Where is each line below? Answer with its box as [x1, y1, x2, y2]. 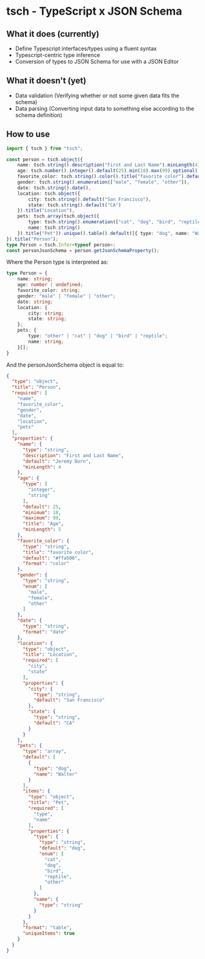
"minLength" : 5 [22, 526, 62, 533]
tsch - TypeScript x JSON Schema [6, 4, 182, 18]
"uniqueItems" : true [22, 930, 75, 937]
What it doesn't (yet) [6, 75, 87, 86]
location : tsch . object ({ [17, 190, 81, 196]
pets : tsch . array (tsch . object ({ [17, 213, 99, 220]
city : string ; [28, 310, 64, 316]
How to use [6, 129, 50, 140]
